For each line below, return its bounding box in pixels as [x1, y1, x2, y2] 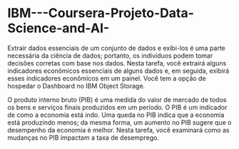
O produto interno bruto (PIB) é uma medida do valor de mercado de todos [7, 95, 227, 104]
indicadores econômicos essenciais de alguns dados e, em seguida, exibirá [7, 66, 230, 75]
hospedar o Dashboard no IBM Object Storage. [7, 81, 146, 90]
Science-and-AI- [7, 20, 110, 36]
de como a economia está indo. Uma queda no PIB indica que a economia [7, 111, 225, 119]
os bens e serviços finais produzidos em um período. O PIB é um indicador [7, 103, 228, 111]
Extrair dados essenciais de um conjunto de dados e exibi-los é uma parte [7, 43, 226, 52]
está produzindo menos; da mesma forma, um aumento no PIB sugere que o [7, 118, 232, 126]
